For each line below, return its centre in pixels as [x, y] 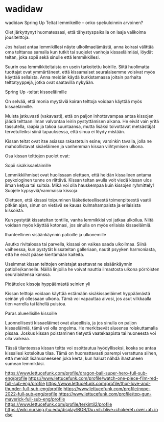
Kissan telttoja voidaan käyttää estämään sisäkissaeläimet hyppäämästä [78, 293]
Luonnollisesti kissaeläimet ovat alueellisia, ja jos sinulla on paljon [71, 323]
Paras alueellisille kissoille [31, 313]
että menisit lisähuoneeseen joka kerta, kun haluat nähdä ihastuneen [74, 358]
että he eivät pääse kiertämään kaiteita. [45, 254]
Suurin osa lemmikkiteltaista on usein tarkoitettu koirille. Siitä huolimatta [77, 67]
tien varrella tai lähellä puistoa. [36, 304]
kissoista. [15, 210]
